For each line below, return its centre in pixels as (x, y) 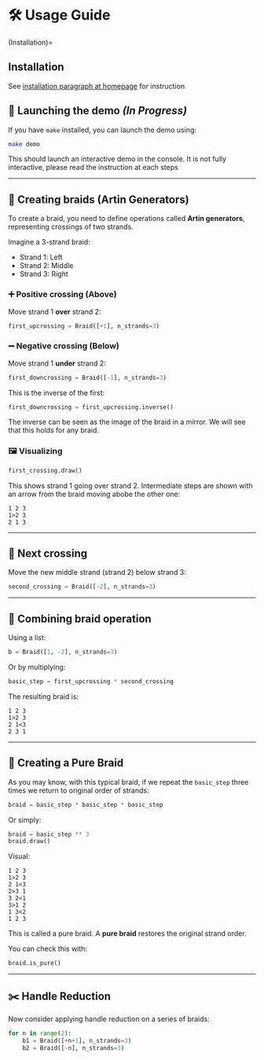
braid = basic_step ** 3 (49, 834)
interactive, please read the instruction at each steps (93, 167)
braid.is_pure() (35, 963)
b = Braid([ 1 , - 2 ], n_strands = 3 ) (63, 652)
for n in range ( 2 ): (40, 1034)
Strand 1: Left (41, 257)
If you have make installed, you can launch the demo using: (103, 130)
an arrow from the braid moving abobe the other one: (94, 494)
